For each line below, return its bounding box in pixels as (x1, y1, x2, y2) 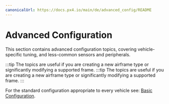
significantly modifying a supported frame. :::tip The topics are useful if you (5, 66, 164, 73)
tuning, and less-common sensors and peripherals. (23, 51, 131, 57)
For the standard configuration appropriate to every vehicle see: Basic (5, 87, 153, 93)
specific (5, 51, 22, 57)
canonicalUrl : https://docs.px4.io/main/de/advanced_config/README (5, 7, 152, 13)
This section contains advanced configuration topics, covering (5, 46, 137, 52)
